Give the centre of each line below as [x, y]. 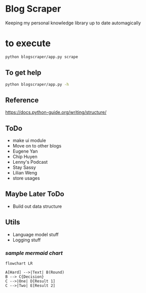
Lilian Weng [25, 173]
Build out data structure [37, 206]
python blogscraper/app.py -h [37, 84]
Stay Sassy [24, 167]
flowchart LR [19, 263]
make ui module [29, 140]
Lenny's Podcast [30, 162]
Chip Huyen [25, 157]
